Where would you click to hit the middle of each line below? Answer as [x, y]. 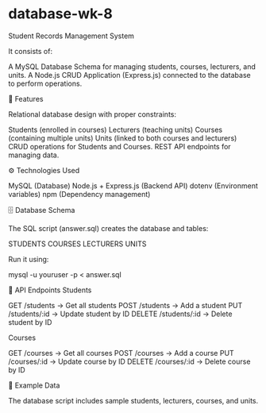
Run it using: [29, 259]
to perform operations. [45, 83]
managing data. [34, 155]
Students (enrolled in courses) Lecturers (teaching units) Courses [116, 129]
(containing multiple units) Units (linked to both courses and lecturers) [123, 138]
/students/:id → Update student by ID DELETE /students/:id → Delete [120, 314]
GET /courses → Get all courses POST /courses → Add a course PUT [121, 353]
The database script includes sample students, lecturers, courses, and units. [133, 400]
